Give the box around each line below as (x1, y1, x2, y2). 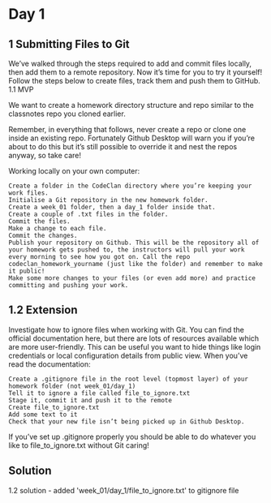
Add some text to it (8, 411, 79, 419)
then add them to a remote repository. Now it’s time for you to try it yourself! (8, 67, 262, 77)
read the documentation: (8, 359, 91, 369)
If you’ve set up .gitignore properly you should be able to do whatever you (8, 432, 256, 441)
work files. (8, 189, 49, 197)
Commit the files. (8, 217, 71, 226)
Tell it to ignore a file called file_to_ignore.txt (8, 389, 191, 398)
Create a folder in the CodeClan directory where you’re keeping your (8, 182, 252, 190)
